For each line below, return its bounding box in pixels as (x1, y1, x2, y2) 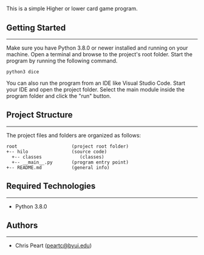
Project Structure (6, 110, 73, 120)
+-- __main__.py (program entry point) (12, 159, 129, 165)
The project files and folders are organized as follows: (6, 131, 141, 139)
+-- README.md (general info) (6, 164, 110, 171)
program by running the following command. (6, 57, 118, 64)
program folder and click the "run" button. (6, 93, 111, 99)
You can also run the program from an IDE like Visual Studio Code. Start (6, 79, 186, 87)
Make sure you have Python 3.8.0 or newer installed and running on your (6, 44, 188, 51)
